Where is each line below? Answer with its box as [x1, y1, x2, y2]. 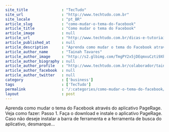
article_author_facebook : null [5, 68, 75, 73]
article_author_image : [5, 54, 64, 59]
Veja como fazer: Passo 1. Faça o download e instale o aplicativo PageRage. [5, 110, 162, 116]
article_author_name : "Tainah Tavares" [5, 49, 102, 54]
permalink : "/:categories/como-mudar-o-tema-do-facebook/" [5, 86, 167, 92]
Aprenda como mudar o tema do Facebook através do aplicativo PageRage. [5, 105, 162, 111]
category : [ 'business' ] [5, 77, 94, 82]
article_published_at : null [5, 40, 75, 45]
